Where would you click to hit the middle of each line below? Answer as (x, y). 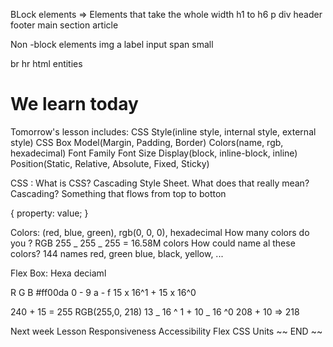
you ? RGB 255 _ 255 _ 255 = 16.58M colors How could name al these (153, 243)
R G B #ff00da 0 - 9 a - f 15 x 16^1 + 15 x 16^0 (103, 292)
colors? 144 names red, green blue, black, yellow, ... (117, 253)
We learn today (74, 104)
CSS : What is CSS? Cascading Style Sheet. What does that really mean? (160, 183)
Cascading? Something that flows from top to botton (118, 193)
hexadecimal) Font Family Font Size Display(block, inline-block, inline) (154, 153)
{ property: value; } (49, 213)
